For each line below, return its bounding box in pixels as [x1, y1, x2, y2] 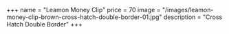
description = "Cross [163, 13, 223, 21]
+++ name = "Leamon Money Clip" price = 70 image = [6, 6, 161, 14]
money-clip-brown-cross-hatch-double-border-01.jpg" [6, 13, 162, 21]
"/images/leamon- [162, 6, 214, 14]
